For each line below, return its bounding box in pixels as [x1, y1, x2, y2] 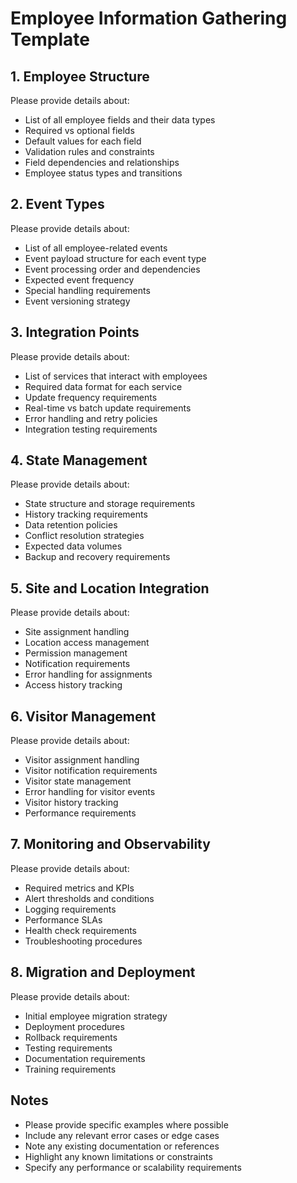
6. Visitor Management [10, 708, 157, 725]
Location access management [24, 637, 150, 649]
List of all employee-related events [24, 242, 168, 254]
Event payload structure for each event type [24, 252, 207, 264]
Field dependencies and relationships [24, 157, 180, 168]
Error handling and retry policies [24, 412, 158, 424]
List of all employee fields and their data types [24, 114, 216, 126]
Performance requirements [24, 807, 137, 819]
